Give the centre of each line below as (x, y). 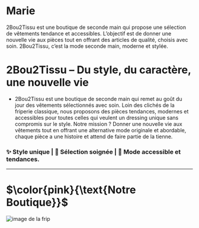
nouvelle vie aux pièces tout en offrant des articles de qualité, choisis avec (97, 40)
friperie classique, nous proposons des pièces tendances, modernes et (102, 111)
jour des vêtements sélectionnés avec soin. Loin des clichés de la (94, 105)
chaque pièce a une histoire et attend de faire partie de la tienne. (94, 136)
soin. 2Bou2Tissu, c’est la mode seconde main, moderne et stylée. (87, 46)
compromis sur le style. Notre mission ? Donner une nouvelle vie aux (98, 124)
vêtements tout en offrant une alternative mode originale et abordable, (100, 130)
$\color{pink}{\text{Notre (71, 190)
